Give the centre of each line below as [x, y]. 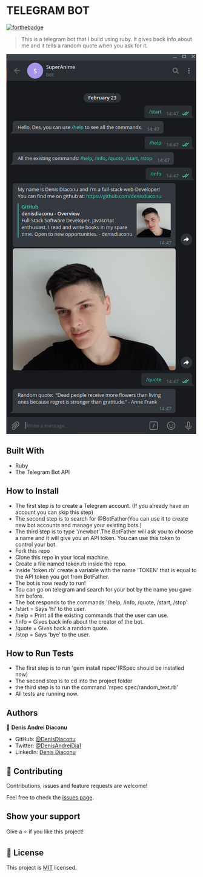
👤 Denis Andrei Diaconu [37, 727]
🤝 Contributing [35, 771]
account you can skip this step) [54, 512]
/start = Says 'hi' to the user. [50, 609]
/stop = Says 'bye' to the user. [52, 635]
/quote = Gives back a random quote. [62, 628]
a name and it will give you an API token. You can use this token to [98, 538]
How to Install [33, 491]
